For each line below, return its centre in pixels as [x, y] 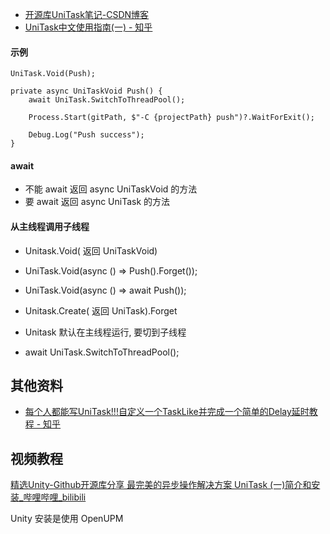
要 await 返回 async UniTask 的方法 [97, 202]
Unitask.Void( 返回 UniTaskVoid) [91, 250]
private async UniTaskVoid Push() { [86, 91]
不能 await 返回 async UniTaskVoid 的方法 [111, 189]
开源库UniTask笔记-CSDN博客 [87, 14]
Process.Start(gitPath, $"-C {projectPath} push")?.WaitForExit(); [171, 118]
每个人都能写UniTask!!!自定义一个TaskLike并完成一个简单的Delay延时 [167, 412]
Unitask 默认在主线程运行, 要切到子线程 [105, 332]
